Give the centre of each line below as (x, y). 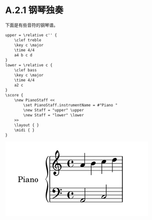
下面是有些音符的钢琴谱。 (32, 25)
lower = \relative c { (29, 65)
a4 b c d (23, 55)
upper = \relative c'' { (31, 35)
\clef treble (28, 40)
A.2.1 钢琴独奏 (34, 10)
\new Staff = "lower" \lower (54, 115)
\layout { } (27, 125)
